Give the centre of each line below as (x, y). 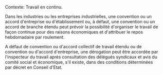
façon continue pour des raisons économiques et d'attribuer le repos (74, 32)
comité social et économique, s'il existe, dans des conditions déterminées (79, 62)
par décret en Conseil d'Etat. (34, 67)
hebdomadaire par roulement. (35, 37)
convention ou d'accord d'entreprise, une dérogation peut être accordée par (82, 52)
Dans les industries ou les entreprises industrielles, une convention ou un (78, 16)
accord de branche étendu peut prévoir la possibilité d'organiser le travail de (81, 27)
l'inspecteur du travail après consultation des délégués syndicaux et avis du (81, 57)
